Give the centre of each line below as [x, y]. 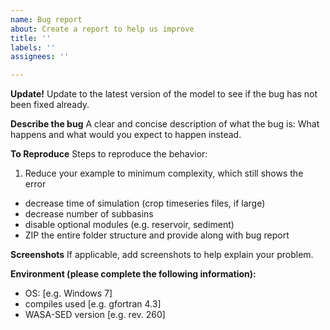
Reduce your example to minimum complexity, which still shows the [164, 173]
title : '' [31, 38]
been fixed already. [50, 105]
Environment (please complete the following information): [133, 274]
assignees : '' [40, 57]
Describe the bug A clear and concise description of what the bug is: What [165, 124]
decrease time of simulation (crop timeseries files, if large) [145, 203]
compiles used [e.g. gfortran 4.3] [93, 304]
